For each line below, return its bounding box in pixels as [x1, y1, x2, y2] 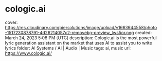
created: [135, 30, 152, 35]
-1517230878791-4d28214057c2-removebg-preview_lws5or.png [5, 30, 134, 35]
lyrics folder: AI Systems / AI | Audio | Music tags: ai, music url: [5, 45, 131, 51]
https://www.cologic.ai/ [5, 50, 52, 56]
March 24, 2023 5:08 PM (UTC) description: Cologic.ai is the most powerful [5, 35, 157, 41]
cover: [5, 19, 18, 25]
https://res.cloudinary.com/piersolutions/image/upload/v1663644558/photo [5, 24, 157, 30]
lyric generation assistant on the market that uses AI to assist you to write [5, 40, 152, 46]
